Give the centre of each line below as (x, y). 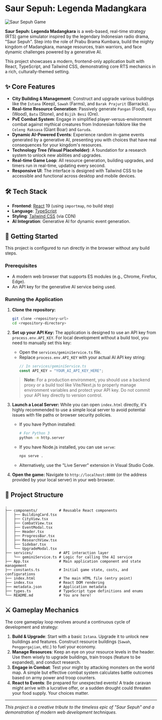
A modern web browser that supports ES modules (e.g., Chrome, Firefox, (84, 276)
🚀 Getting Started (32, 236)
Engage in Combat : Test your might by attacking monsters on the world (83, 667)
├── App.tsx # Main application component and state (73, 561)
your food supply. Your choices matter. (50, 693)
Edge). (19, 281)
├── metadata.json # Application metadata (56, 587)
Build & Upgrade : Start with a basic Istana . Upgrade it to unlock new (80, 636)
